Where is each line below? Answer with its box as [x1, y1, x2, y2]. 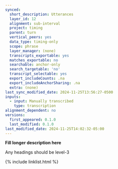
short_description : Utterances [9, 12, 74, 17]
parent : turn [9, 30, 36, 35]
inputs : [5, 94, 21, 99]
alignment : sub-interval [9, 21, 60, 26]
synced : [5, 7, 21, 12]
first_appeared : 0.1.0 [9, 117, 56, 122]
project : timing [9, 26, 43, 31]
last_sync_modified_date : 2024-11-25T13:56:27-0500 [5, 90, 113, 95]
